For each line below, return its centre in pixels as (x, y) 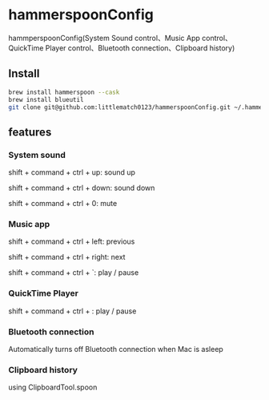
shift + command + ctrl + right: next (67, 257)
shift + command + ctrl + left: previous (72, 241)
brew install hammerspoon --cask (64, 92)
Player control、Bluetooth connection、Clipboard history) (140, 48)
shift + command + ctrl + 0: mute (63, 204)
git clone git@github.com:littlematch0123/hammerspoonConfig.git (119, 107)
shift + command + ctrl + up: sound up (72, 172)
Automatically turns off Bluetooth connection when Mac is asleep (116, 349)
